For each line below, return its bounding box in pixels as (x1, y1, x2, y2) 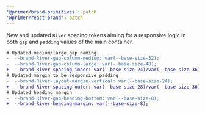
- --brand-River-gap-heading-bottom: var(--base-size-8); (6, 95, 160, 101)
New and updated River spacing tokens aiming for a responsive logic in (6, 31, 186, 38)
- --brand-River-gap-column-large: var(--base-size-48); (6, 61, 157, 67)
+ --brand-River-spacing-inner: (6, 67, 92, 73)
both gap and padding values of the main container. (6, 38, 134, 45)
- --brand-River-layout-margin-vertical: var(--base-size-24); (6, 78, 173, 84)
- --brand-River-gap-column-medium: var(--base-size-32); (6, 56, 160, 62)
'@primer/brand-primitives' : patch (6, 9, 97, 15)
